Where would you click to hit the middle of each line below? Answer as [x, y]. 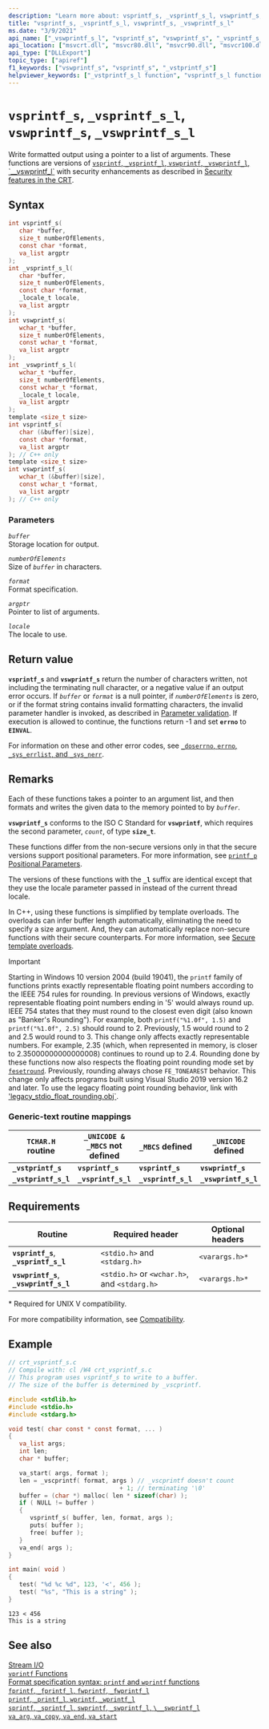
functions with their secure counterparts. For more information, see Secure [132, 937]
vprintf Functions [38, 1673]
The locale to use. [38, 634]
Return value [41, 659]
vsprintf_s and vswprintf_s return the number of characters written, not [128, 679]
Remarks [31, 780]
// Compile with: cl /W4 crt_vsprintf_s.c [80, 1370]
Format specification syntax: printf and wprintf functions [104, 1682]
